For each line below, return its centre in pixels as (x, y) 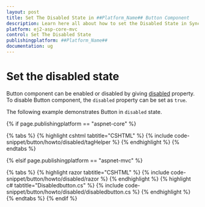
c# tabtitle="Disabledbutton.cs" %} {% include (65, 185)
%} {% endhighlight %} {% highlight (146, 179)
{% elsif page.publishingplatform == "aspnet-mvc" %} (75, 160)
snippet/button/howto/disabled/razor (53, 179)
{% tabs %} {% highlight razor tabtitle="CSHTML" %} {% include (88, 172)
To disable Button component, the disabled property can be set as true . (97, 100)
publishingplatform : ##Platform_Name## (57, 40)
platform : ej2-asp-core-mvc (42, 29)
